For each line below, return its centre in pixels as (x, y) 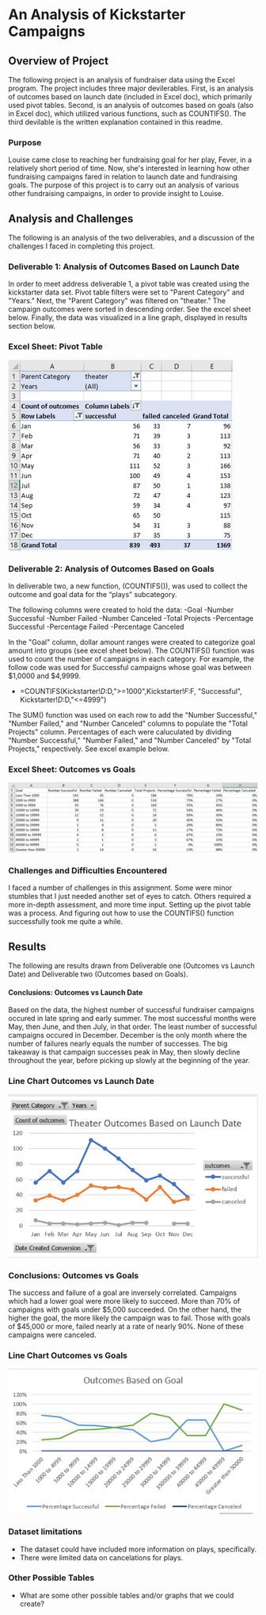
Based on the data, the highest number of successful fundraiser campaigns (131, 1010)
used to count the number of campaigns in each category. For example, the (131, 659)
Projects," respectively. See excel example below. (89, 749)
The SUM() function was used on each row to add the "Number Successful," (133, 715)
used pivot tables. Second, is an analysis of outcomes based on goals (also (131, 105)
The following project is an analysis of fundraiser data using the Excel (122, 80)
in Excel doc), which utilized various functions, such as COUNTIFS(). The (127, 114)
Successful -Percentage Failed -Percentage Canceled (96, 626)
